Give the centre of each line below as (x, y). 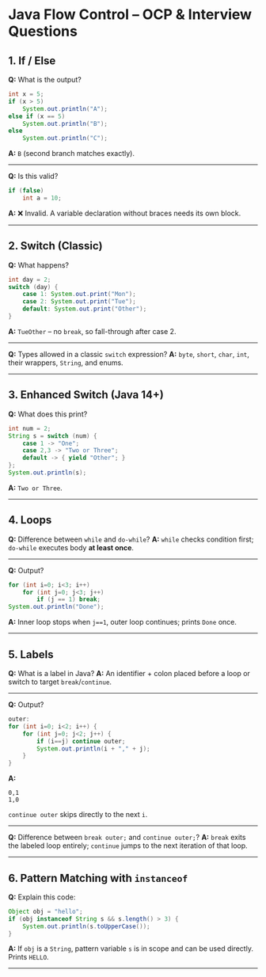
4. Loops (30, 520)
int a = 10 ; (42, 198)
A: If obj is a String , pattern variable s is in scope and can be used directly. (131, 948)
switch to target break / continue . (60, 682)
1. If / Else (32, 61)
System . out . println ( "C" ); (65, 139)
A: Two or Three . (36, 488)
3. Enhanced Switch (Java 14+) (86, 395)
